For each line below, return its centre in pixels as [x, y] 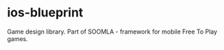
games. [18, 38]
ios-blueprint [45, 13]
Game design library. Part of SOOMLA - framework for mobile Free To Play [112, 32]
